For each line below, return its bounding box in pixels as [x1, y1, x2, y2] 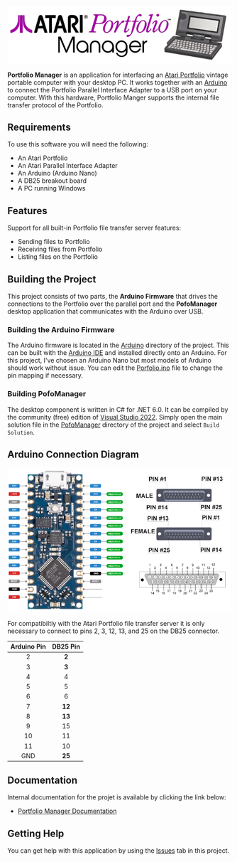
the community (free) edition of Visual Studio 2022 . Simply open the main [7, 413, 223, 421]
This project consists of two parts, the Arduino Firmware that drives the [7, 292, 219, 301]
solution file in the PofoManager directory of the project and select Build [7, 420, 220, 429]
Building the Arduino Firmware [7, 324, 115, 334]
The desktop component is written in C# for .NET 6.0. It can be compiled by [7, 405, 228, 414]
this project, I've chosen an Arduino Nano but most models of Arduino [7, 356, 211, 365]
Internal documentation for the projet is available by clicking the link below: [7, 793, 226, 802]
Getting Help [7, 827, 65, 839]
